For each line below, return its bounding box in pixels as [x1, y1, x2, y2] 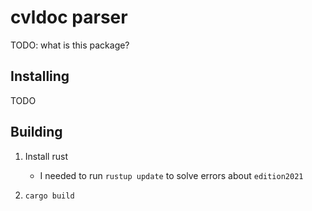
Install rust [24, 150, 68, 162]
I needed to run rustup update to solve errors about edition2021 [39, 169, 304, 181]
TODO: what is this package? [10, 39, 130, 51]
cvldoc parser [10, 6, 128, 29]
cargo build [24, 191, 75, 201]
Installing [10, 68, 70, 85]
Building [10, 124, 63, 141]
